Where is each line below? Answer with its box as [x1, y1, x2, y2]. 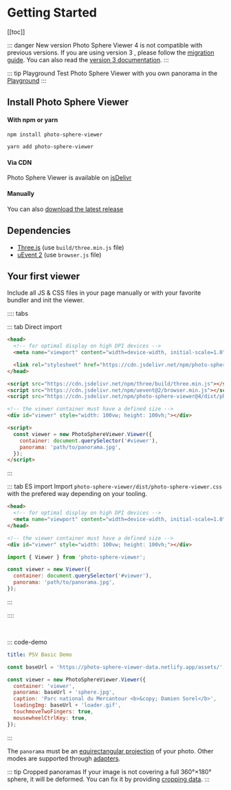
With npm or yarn [7, 115, 58, 124]
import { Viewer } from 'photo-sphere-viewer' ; [7, 553, 146, 560]
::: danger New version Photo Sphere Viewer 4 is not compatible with [7, 41, 203, 49]
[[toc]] [7, 28, 25, 36]
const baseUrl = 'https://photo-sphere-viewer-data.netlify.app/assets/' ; [7, 664, 226, 671]
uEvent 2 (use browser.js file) [16, 250, 102, 259]
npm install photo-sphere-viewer [7, 131, 103, 138]
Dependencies [7, 225, 71, 237]
